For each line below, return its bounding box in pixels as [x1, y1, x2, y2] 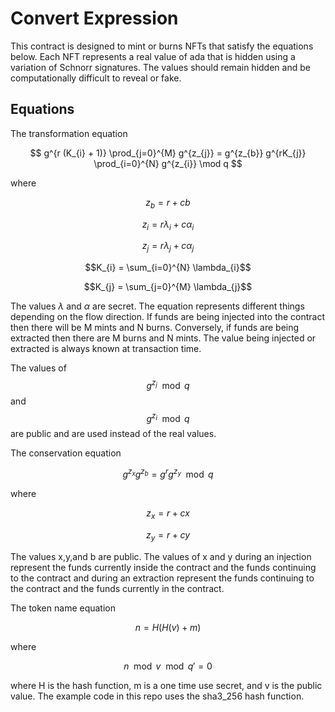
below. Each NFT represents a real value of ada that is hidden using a [10, 50, 296, 62]
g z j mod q [146, 378, 190, 391]
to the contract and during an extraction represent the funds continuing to [10, 572, 315, 584]
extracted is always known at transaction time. [10, 343, 202, 355]
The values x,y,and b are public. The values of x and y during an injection [10, 550, 312, 562]
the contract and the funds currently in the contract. [10, 582, 225, 594]
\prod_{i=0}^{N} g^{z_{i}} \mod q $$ [93, 157, 243, 169]
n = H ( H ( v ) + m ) [134, 621, 202, 633]
